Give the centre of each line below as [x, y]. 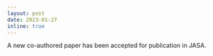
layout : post [26, 13]
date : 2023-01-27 [32, 20]
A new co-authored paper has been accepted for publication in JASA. [107, 46]
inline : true [26, 26]
